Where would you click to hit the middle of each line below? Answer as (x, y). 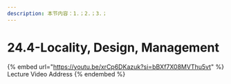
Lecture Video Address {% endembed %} (66, 74)
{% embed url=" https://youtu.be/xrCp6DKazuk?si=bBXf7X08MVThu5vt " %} (116, 67)
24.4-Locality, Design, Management (113, 47)
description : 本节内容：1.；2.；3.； (57, 13)
